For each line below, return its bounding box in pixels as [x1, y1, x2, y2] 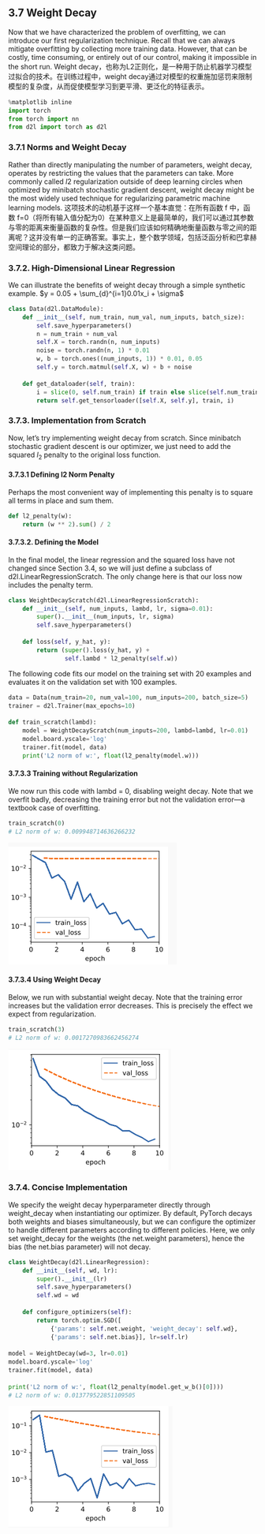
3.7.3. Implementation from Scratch [8, 415, 147, 426]
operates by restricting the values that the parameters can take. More [8, 168, 234, 178]
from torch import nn [8, 114, 80, 123]
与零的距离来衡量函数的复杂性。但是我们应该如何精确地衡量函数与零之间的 [8, 223, 250, 232]
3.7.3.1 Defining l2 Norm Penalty [8, 470, 115, 480]
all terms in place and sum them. [8, 496, 114, 505]
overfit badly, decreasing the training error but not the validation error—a [8, 795, 245, 804]
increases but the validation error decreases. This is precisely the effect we [8, 1001, 253, 1010]
